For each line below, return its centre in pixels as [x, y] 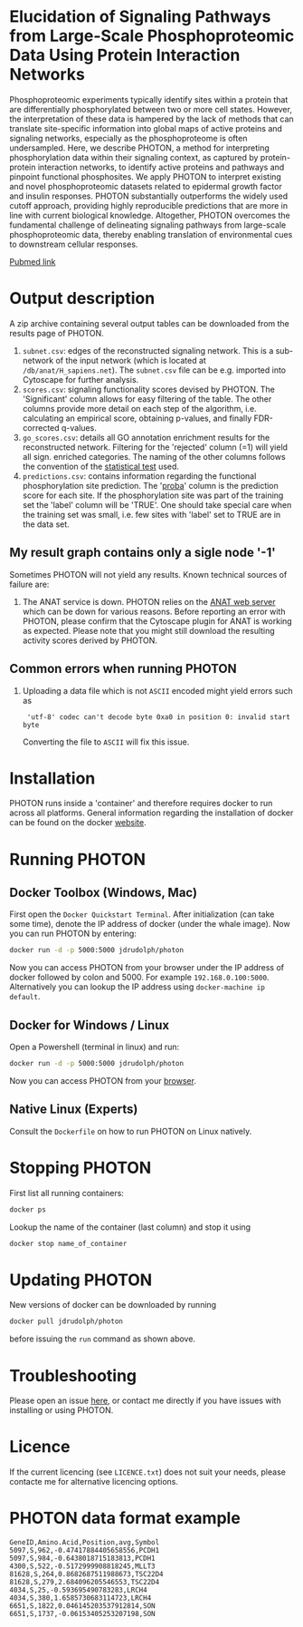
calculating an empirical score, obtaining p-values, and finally [137, 418]
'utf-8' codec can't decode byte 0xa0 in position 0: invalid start [159, 717]
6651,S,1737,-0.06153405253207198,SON [82, 1614]
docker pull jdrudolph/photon [66, 1321]
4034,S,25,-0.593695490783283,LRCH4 [78, 1590]
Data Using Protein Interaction [125, 55]
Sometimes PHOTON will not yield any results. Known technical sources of [148, 574]
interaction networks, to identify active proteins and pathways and [161, 167]
